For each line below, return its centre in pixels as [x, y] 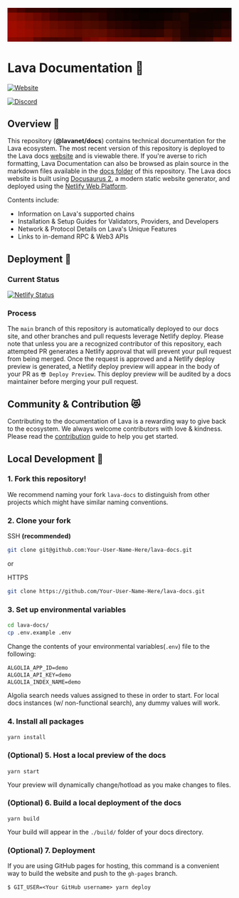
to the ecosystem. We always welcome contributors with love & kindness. [115, 429]
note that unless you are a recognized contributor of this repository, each [115, 344]
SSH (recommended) [39, 536]
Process [22, 313]
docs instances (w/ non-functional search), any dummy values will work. [114, 703]
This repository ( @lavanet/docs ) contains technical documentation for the [117, 141]
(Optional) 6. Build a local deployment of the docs [94, 803]
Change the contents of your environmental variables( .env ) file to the [108, 646]
